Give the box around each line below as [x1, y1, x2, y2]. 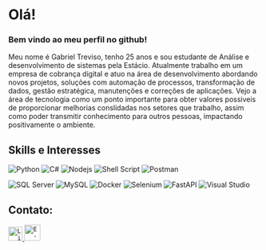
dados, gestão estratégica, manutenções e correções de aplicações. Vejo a [8, 86, 257, 96]
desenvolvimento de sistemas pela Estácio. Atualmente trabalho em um [8, 61, 244, 70]
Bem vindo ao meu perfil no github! [8, 34, 148, 46]
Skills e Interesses [8, 143, 101, 157]
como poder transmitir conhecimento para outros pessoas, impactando [8, 112, 243, 121]
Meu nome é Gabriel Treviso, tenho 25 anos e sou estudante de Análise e [8, 52, 250, 62]
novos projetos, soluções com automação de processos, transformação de [8, 77, 256, 87]
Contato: [8, 203, 54, 216]
